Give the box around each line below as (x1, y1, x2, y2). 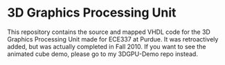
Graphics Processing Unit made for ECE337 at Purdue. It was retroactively (7, 35, 219, 43)
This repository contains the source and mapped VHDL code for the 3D (7, 28, 211, 36)
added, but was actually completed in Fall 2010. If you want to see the (7, 42, 206, 50)
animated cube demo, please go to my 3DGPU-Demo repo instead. (7, 50, 199, 58)
